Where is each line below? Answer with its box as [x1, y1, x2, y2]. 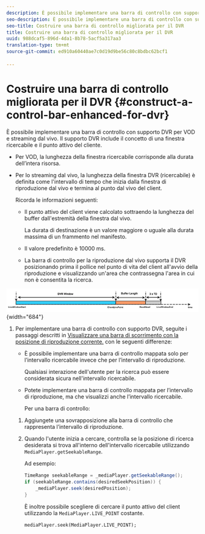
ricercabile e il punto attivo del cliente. [6, 141, 103, 148]
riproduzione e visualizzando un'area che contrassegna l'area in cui [24, 269, 195, 277]
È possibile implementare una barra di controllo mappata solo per [24, 350, 189, 357]
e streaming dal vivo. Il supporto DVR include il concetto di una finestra [6, 134, 185, 142]
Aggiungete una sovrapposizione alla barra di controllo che [24, 417, 173, 424]
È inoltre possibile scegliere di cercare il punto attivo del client [24, 503, 181, 510]
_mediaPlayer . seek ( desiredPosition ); [35, 486, 131, 492]
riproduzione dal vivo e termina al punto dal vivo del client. [15, 184, 163, 192]
